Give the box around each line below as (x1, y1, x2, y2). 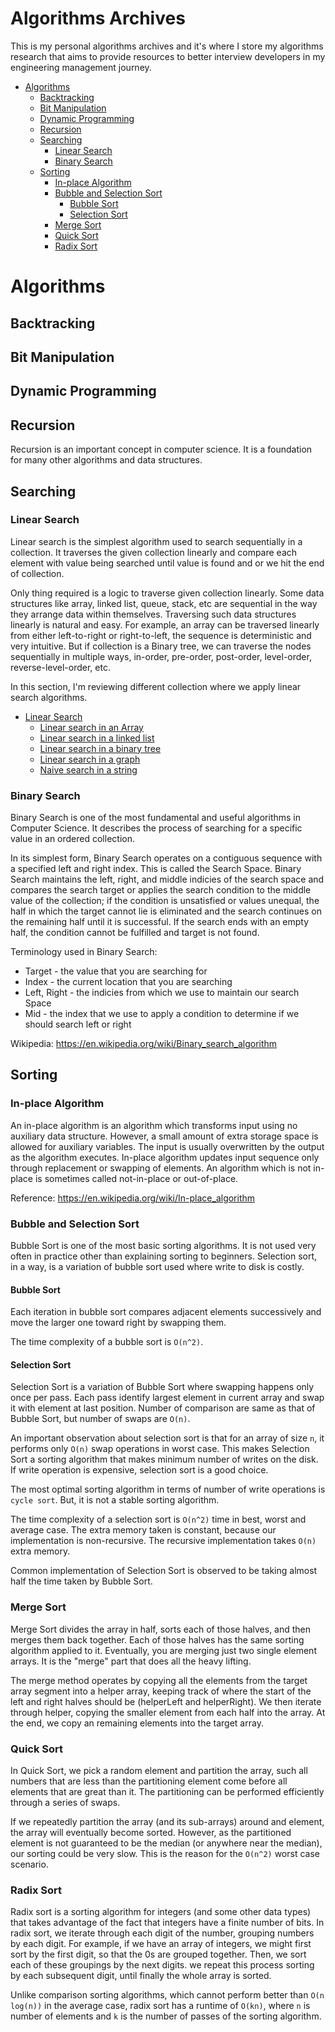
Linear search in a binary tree (39, 742, 162, 754)
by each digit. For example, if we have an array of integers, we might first (10, 1938, 312, 1950)
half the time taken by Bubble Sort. (10, 1575, 153, 1587)
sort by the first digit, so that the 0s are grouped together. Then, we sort (10, 1948, 307, 1961)
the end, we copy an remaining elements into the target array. (10, 1717, 264, 1729)
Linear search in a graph (39, 753, 141, 765)
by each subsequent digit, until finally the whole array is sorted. (10, 1970, 272, 1982)
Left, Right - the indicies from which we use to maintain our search (24, 987, 300, 999)
